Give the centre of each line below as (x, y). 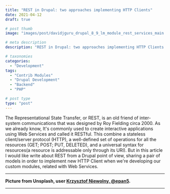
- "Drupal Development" (35, 80)
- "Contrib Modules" (31, 75)
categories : (18, 61)
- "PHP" (18, 89)
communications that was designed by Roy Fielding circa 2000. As (91, 123)
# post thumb (19, 28)
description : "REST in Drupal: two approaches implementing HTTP (75, 47)
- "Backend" (23, 85)
